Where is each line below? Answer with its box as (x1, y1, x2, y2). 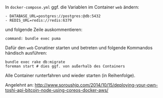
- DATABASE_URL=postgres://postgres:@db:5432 (5, 14, 101, 19)
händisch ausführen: (5, 50, 47, 56)
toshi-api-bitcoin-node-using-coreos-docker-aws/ (5, 87, 109, 93)
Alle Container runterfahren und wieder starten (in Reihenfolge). (5, 72, 135, 78)
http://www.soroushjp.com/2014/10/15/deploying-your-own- (34, 82, 158, 88)
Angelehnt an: (5, 82, 34, 88)
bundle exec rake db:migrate (5, 60, 65, 65)
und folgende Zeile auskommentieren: (5, 27, 83, 33)
